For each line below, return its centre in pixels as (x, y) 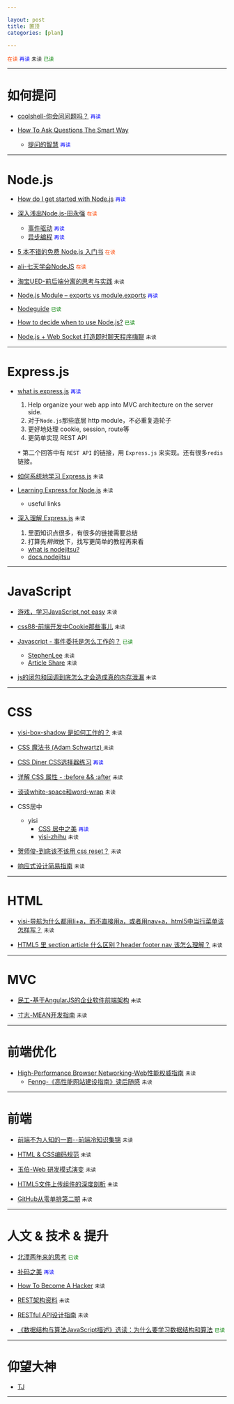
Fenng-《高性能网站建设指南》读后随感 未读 (90, 1081)
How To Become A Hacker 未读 (61, 1285)
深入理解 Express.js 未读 (51, 518)
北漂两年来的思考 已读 (48, 1257)
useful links (44, 504)
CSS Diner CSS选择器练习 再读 (60, 762)
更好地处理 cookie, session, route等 (79, 429)
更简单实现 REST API (57, 438)
